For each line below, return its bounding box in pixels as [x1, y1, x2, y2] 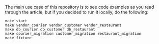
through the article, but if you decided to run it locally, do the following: [5, 9, 149, 15]
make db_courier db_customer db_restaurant [5, 27, 96, 32]
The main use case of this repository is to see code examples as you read [5, 4, 155, 10]
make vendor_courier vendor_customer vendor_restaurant [5, 23, 122, 28]
